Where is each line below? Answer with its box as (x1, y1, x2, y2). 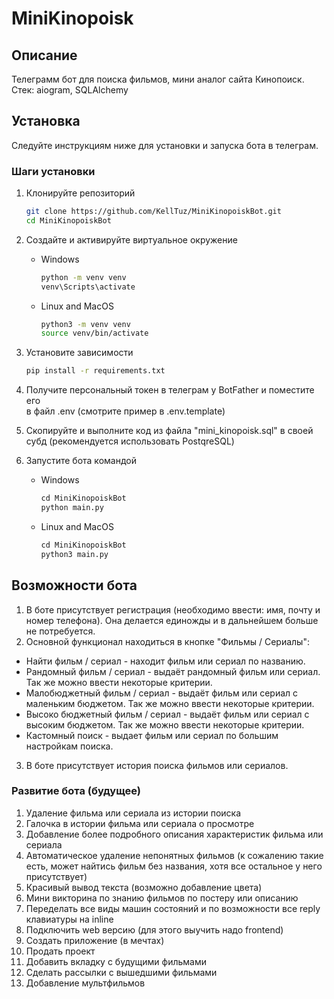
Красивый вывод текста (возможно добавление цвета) (25, 881, 263, 893)
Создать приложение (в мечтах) (25, 934, 165, 946)
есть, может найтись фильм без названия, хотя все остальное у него (25, 860, 323, 872)
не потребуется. (25, 625, 96, 637)
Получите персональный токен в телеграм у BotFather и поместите (25, 384, 315, 396)
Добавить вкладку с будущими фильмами (25, 955, 208, 967)
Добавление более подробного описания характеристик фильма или (25, 828, 324, 840)
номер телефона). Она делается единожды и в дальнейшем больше (25, 614, 319, 626)
